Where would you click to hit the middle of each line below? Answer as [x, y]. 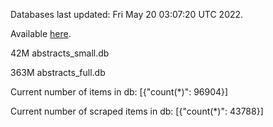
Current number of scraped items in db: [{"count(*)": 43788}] [137, 111]
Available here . [41, 33]
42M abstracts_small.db [60, 53]
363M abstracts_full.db [58, 72]
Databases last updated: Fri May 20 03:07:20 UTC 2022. [127, 14]
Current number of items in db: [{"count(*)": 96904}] [119, 92]
